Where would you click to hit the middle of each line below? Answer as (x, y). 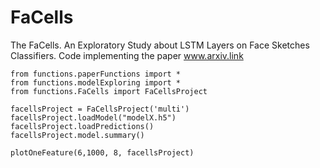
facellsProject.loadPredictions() (82, 126)
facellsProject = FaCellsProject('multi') (100, 109)
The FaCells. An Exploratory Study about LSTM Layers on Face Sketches (160, 45)
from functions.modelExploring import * (96, 82)
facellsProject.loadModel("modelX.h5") (93, 117)
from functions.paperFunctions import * (96, 74)
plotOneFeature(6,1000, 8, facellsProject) (102, 152)
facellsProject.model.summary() (77, 135)
